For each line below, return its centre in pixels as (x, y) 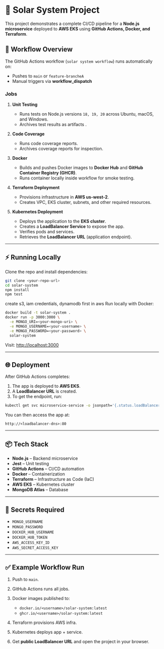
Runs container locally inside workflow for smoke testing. (77, 178)
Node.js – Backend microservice (45, 458)
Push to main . (25, 579)
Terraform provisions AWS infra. (44, 623)
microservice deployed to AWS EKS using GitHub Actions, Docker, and (78, 28)
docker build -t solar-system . (38, 313)
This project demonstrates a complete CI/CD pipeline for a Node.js (72, 24)
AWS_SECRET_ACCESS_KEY (35, 548)
